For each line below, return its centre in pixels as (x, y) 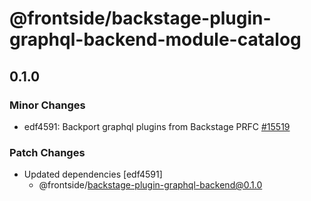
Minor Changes (47, 105)
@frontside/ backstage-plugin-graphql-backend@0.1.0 (150, 185)
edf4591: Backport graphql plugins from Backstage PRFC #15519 (157, 126)
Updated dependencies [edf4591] (93, 174)
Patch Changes (47, 152)
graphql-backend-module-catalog (155, 39)
